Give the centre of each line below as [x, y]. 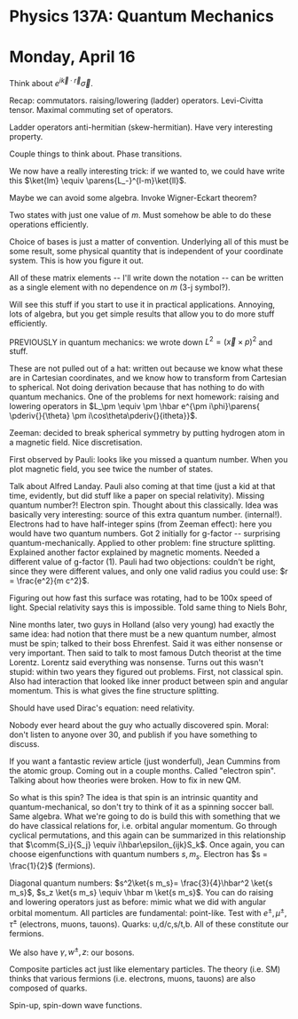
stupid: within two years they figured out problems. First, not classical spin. [146, 672]
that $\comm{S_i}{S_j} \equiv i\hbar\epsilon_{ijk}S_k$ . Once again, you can [147, 845]
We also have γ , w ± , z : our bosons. [72, 951]
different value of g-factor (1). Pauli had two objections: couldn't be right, [143, 562]
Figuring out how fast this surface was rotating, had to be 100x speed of [141, 598]
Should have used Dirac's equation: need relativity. [102, 708]
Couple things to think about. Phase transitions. [96, 154]
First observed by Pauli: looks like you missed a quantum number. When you [149, 460]
